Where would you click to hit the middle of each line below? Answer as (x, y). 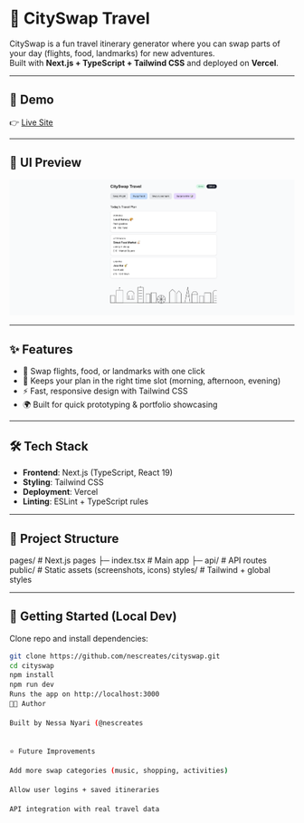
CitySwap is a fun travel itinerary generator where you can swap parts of (145, 44)
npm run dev (32, 685)
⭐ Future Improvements (52, 751)
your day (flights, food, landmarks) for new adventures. (112, 53)
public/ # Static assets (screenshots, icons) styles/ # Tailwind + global (140, 569)
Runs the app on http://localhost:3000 (85, 694)
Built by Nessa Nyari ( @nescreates (76, 723)
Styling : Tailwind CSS (63, 482)
